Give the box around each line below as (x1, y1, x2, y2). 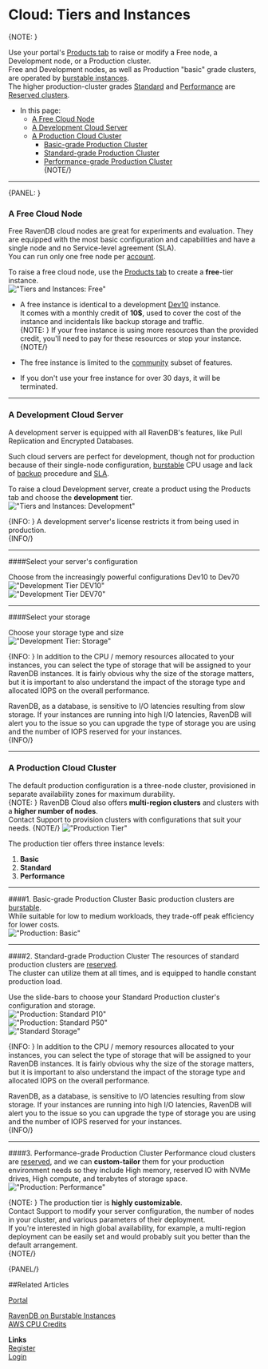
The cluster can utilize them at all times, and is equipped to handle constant (8, 968, 257, 978)
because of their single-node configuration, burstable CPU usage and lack (8, 460, 253, 470)
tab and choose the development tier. (8, 492, 133, 502)
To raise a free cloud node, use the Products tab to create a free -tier (8, 267, 234, 277)
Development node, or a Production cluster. (8, 56, 152, 66)
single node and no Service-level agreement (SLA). (8, 243, 177, 253)
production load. (8, 976, 62, 986)
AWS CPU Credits (8, 1319, 67, 1329)
